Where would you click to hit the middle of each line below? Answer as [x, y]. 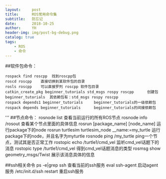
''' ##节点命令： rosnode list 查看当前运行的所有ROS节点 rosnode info [76, 117]
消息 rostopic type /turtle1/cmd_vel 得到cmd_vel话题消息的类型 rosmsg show [83, 148]
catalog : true [20, 38]
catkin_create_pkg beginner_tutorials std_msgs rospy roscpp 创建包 [82, 92]
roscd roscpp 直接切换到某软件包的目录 [45, 81]
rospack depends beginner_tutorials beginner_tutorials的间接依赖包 [81, 108]
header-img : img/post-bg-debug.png [42, 33]
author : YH [21, 28]
